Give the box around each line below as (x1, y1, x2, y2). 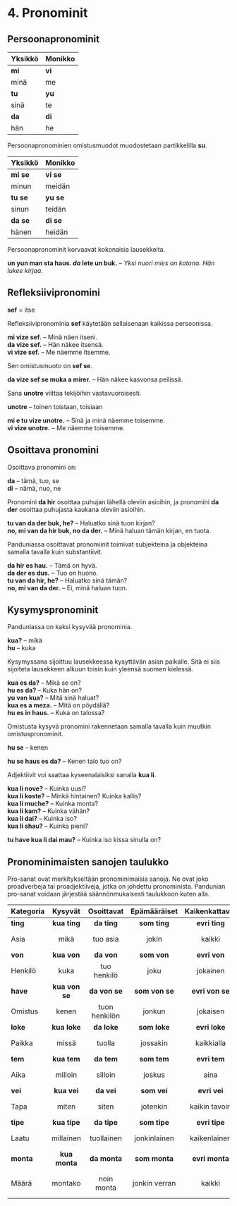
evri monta (192, 1154, 229, 1164)
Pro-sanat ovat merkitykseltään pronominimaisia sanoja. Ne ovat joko (7, 875, 209, 883)
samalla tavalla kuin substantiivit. (7, 547, 103, 556)
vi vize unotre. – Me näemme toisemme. (7, 423, 125, 432)
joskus (143, 1070, 166, 1080)
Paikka (11, 1038, 33, 1048)
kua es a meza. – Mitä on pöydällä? (7, 701, 110, 709)
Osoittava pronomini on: (7, 463, 77, 471)
